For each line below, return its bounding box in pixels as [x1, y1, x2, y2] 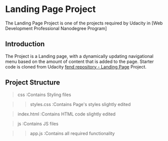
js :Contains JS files [17, 120, 59, 126]
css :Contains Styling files [17, 91, 71, 97]
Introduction [5, 40, 45, 48]
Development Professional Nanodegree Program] [5, 25, 107, 31]
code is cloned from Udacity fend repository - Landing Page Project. [5, 63, 147, 69]
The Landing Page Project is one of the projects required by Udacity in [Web [5, 20, 163, 26]
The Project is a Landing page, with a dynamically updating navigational [5, 53, 154, 59]
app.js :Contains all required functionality [30, 130, 115, 136]
